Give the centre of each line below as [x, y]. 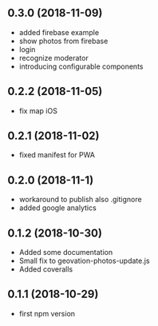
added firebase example [59, 32]
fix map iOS [38, 110]
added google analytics [57, 208]
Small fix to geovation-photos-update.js [84, 261]
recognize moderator [53, 58]
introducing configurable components [81, 66]
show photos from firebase [63, 41]
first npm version [47, 313]
